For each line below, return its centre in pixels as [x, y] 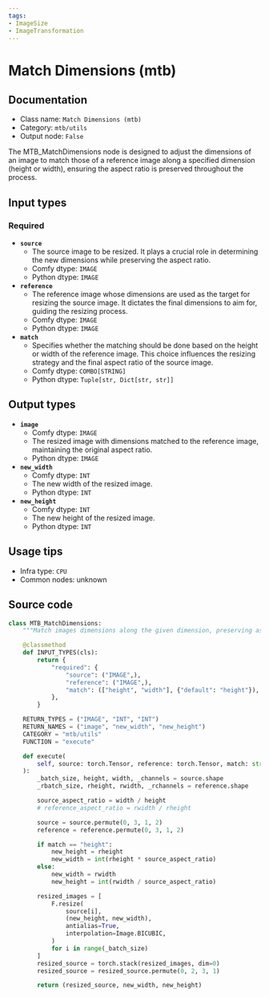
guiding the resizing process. [80, 311]
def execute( [44, 756]
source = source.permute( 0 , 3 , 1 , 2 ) [100, 822]
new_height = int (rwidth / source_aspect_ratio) [134, 881]
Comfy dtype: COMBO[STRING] [79, 371]
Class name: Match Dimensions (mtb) [81, 119]
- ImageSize [28, 23]
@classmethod [44, 645]
